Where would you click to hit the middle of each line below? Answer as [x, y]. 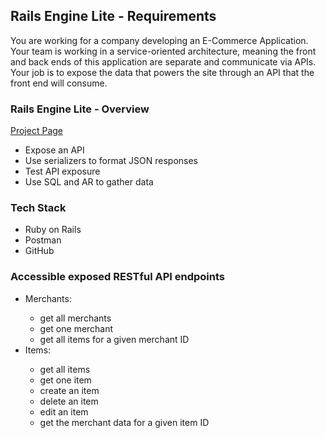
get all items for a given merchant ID [114, 339]
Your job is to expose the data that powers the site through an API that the [162, 72]
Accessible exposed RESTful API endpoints [118, 277]
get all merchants [75, 318]
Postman [43, 240]
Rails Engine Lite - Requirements [113, 16]
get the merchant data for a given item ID [124, 422]
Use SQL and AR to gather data [89, 182]
